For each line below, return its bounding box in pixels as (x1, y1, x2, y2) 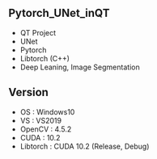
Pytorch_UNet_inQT (8, 6, 110, 20)
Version (8, 86, 49, 99)
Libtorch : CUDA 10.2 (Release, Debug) (19, 141, 150, 151)
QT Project (19, 27, 57, 37)
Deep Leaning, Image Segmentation (19, 62, 140, 72)
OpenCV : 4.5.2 (19, 124, 72, 134)
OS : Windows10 (19, 107, 75, 116)
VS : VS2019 (19, 115, 62, 125)
